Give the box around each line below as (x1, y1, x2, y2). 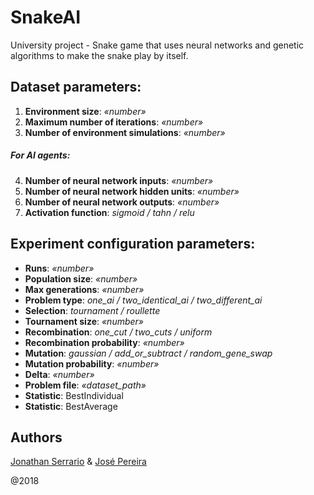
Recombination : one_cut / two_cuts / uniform (24, 326, 213, 338)
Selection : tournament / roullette (24, 304, 161, 316)
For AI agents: (10, 149, 71, 161)
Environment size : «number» (24, 105, 147, 117)
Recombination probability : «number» (24, 336, 185, 348)
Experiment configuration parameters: (10, 236, 256, 253)
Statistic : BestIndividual (24, 389, 124, 401)
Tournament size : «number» (24, 315, 145, 327)
